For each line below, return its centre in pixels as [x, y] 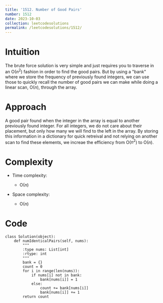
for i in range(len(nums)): [51, 271]
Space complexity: [31, 194]
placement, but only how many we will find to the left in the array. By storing [81, 131]
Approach [26, 107]
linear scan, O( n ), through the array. [41, 87]
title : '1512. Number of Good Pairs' [44, 10]
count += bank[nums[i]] [64, 288]
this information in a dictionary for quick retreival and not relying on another [81, 136]
